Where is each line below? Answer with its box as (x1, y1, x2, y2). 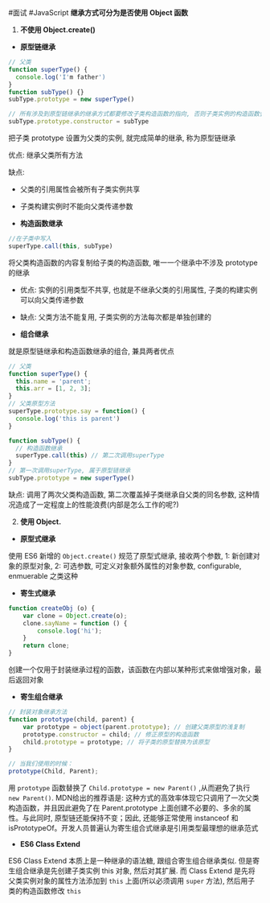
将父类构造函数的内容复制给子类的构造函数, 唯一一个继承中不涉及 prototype (8, 258, 259, 267)
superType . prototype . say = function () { (8, 407, 146, 415)
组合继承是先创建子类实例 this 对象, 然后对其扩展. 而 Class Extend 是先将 (14, 866, 256, 876)
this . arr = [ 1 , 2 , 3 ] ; (15, 385, 92, 393)
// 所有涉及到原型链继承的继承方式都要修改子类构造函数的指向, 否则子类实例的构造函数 (8, 110, 260, 118)
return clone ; (22, 641, 70, 650)
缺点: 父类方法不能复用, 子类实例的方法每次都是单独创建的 (19, 311, 211, 321)
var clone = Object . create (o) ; (22, 612, 128, 620)
